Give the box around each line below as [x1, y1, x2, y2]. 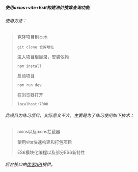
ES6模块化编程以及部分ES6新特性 [17, 149, 85, 155]
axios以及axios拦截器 [17, 128, 60, 134]
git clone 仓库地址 [17, 45, 54, 49]
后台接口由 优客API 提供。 [5, 162, 55, 168]
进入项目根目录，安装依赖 [17, 54, 69, 60]
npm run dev [17, 82, 42, 88]
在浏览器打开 [17, 92, 43, 98]
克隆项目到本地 [17, 34, 48, 40]
